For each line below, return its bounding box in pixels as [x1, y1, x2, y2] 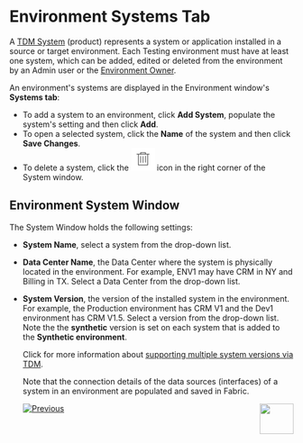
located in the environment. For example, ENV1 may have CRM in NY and [22, 266, 293, 276]
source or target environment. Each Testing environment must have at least [9, 45, 289, 56]
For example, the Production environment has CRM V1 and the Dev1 [22, 303, 273, 313]
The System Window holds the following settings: [9, 221, 194, 232]
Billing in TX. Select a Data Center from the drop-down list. [22, 276, 241, 286]
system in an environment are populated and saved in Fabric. [22, 385, 250, 396]
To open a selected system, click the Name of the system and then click [22, 128, 291, 139]
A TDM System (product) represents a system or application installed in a [9, 36, 282, 47]
